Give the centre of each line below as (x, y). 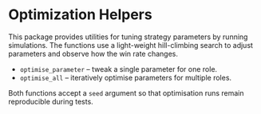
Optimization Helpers (81, 15)
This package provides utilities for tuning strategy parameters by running (128, 37)
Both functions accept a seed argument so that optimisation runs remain (127, 92)
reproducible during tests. (51, 101)
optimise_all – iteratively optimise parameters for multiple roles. (126, 77)
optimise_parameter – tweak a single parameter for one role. (119, 69)
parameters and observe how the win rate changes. (93, 53)
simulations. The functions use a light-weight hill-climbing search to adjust (131, 45)
